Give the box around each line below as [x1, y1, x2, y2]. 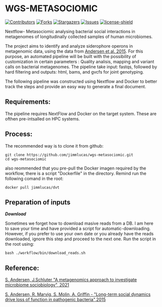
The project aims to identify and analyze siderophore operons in [5, 43, 133, 49]
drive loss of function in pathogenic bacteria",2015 [5, 297, 106, 303]
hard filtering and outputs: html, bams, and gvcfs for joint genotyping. [5, 69, 144, 75]
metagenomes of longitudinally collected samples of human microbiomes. [5, 34, 153, 39]
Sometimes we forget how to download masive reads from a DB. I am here [5, 220, 154, 227]
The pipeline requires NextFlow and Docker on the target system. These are [5, 111, 157, 116]
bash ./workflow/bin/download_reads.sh [5, 250, 86, 256]
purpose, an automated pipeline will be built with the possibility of [5, 53, 137, 59]
